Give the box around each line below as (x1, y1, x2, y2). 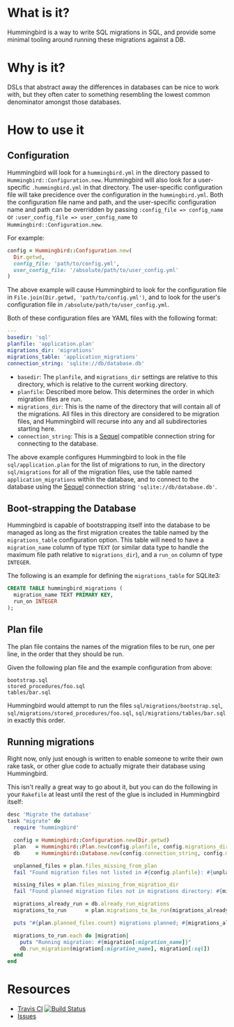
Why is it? (7, 60, 65, 76)
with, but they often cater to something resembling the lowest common (7, 90, 210, 98)
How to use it (7, 122, 85, 138)
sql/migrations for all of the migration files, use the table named (7, 467, 192, 476)
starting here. (17, 424, 56, 433)
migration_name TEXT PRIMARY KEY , (13, 591, 114, 599)
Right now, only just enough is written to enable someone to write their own (7, 754, 224, 763)
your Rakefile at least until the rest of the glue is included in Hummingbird (7, 790, 220, 799)
